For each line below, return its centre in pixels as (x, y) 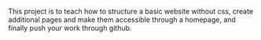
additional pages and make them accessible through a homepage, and (122, 20)
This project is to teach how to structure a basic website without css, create (131, 11)
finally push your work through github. (70, 28)
